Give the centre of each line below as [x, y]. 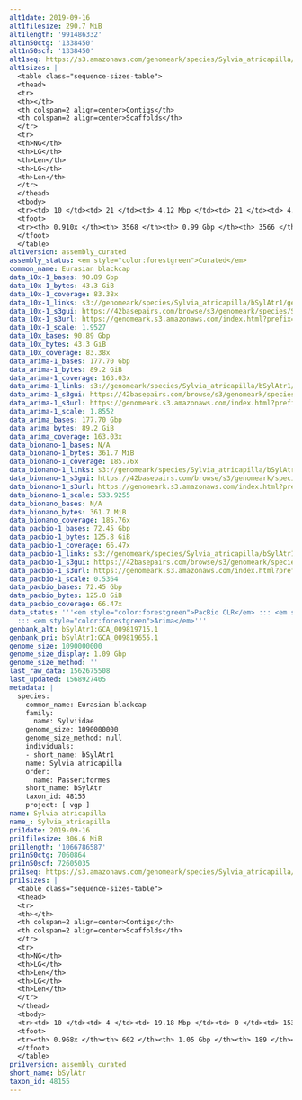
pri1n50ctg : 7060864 [48, 855]
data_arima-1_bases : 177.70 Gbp [70, 361]
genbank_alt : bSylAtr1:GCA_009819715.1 [84, 629]
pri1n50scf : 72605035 [50, 864]
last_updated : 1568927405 [58, 679]
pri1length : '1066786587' [58, 847]
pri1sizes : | [34, 880]
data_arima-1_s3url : [48, 403]
